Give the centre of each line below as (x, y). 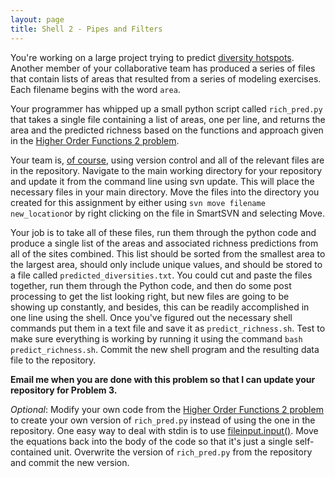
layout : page (37, 19)
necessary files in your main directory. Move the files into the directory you (165, 192)
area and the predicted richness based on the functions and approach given (167, 130)
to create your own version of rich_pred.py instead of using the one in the (163, 420)
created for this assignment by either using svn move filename (138, 202)
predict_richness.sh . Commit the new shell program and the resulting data (165, 349)
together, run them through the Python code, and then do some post (151, 285)
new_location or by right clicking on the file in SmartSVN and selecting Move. (168, 213)
